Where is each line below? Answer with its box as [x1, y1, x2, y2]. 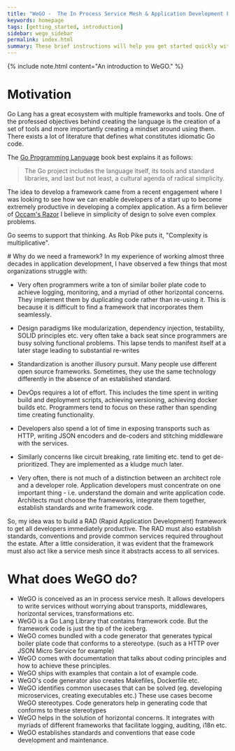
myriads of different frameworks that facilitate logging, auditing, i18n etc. [17, 721, 227, 729]
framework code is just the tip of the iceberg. [17, 624, 148, 633]
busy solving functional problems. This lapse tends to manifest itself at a [17, 338, 227, 347]
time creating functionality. [17, 411, 95, 419]
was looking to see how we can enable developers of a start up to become [7, 195, 222, 203]
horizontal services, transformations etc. [17, 609, 134, 617]
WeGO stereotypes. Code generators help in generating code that [17, 698, 208, 707]
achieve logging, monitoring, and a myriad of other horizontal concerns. [17, 288, 225, 296]
